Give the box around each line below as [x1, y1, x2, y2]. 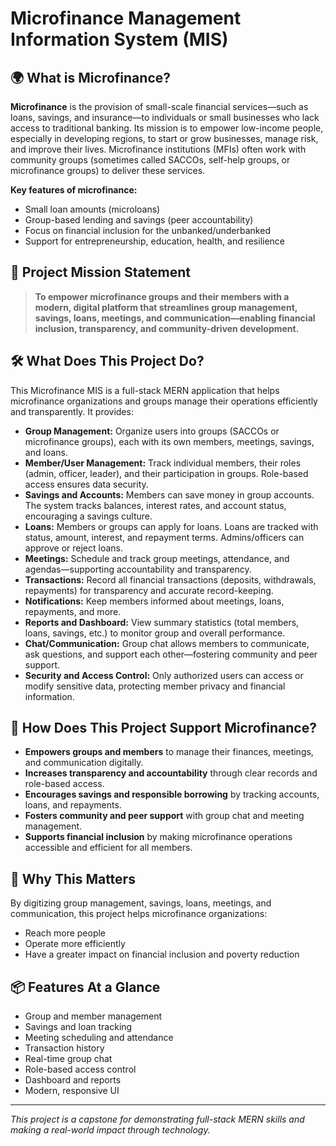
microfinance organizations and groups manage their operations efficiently [10, 395, 318, 407]
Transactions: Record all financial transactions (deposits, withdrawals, [24, 573, 317, 586]
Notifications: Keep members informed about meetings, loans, [24, 595, 285, 607]
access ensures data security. [24, 478, 149, 490]
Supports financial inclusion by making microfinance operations [24, 831, 293, 843]
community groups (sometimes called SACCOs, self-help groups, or [10, 154, 291, 166]
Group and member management [24, 1010, 163, 1022]
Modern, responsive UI [24, 1085, 120, 1097]
